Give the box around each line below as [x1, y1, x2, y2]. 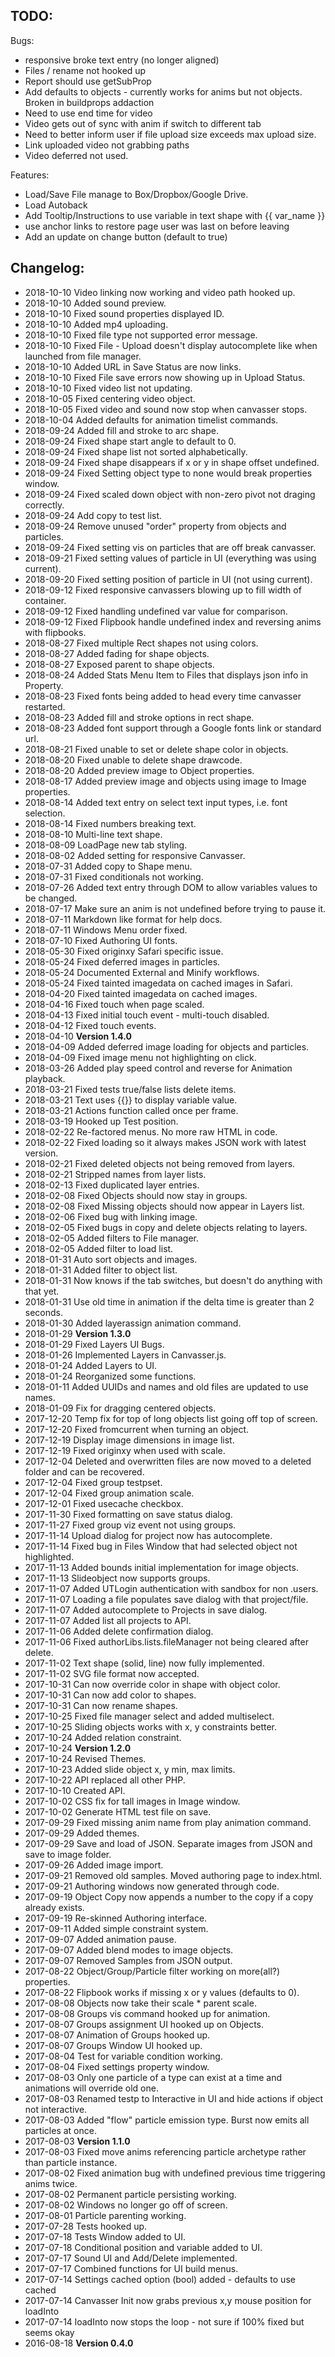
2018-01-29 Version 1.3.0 [24, 1327, 132, 1339]
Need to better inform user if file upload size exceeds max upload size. [24, 128, 317, 140]
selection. [24, 807, 66, 819]
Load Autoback [24, 199, 88, 211]
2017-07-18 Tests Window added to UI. [24, 2230, 186, 2243]
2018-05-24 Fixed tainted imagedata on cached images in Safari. [24, 977, 293, 989]
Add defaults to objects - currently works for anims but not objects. [24, 85, 303, 98]
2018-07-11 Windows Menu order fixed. [24, 924, 188, 936]
